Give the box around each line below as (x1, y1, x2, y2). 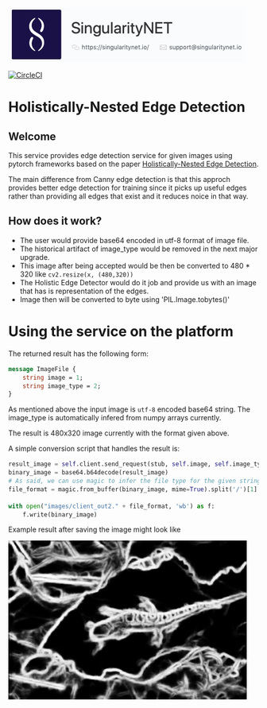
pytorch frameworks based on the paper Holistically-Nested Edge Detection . (8, 159, 259, 168)
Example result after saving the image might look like (8, 524, 181, 535)
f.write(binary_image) (22, 510, 98, 519)
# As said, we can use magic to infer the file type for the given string (8, 477, 261, 485)
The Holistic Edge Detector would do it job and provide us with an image (19, 277, 257, 287)
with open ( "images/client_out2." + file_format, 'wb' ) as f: (8, 502, 215, 510)
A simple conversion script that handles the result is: (8, 444, 180, 454)
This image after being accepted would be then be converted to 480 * (19, 261, 250, 270)
